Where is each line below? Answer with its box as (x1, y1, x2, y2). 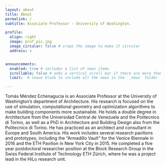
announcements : (5, 61, 37, 67)
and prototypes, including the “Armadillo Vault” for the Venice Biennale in (5, 135, 154, 141)
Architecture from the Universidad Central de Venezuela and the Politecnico (5, 114, 160, 120)
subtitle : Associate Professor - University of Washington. (5, 21, 132, 26)
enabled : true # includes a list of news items (9, 66, 110, 71)
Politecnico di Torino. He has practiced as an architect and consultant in (5, 124, 152, 131)
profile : (5, 30, 23, 35)
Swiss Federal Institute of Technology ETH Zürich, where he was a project (5, 151, 156, 157)
